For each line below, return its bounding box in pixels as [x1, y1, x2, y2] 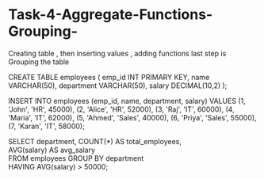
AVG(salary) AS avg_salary [8, 145, 96, 154]
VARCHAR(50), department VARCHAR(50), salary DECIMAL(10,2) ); [8, 81, 228, 90]
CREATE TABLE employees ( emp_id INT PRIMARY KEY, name [8, 72, 210, 82]
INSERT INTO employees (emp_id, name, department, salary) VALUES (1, [8, 96, 246, 105]
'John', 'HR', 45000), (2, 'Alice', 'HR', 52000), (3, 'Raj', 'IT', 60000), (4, [8, 105, 235, 114]
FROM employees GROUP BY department [8, 153, 144, 163]
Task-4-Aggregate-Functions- [8, 6, 213, 24]
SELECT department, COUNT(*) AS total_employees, [8, 136, 182, 146]
